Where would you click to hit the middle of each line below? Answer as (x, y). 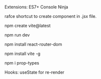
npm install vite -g (22, 53)
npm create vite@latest (28, 26)
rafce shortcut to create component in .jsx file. (51, 16)
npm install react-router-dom (33, 44)
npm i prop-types (22, 63)
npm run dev (17, 35)
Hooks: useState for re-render (35, 72)
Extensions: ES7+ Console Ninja (36, 7)
